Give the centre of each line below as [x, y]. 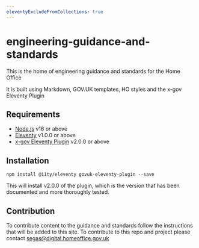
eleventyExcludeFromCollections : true [55, 12]
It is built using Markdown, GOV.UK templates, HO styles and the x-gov [94, 89]
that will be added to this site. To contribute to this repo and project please [98, 232]
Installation [28, 160]
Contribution [31, 211]
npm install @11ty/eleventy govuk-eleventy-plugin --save [80, 175]
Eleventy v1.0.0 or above [45, 135]
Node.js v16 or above [41, 129]
